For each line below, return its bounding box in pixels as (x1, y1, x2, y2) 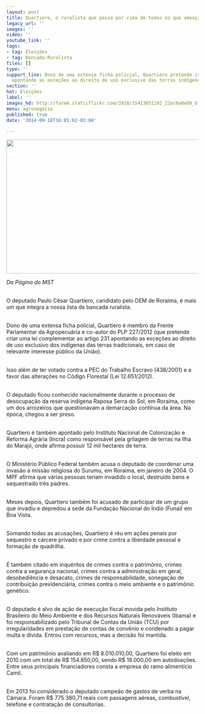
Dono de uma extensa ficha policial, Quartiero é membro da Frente (6, 322, 174, 329)
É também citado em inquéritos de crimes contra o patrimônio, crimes (6, 561, 182, 568)
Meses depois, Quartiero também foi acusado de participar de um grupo (6, 498, 189, 506)
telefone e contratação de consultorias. (6, 701, 106, 708)
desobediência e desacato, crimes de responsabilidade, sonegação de (6, 574, 184, 582)
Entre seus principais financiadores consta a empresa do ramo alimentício (6, 663, 193, 671)
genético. (6, 587, 31, 595)
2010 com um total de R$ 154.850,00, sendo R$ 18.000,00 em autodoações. (6, 656, 197, 664)
